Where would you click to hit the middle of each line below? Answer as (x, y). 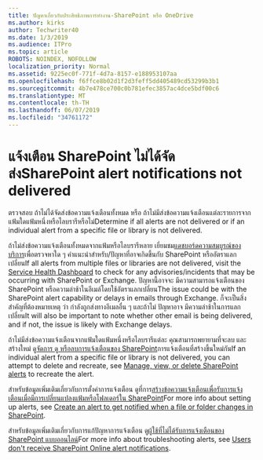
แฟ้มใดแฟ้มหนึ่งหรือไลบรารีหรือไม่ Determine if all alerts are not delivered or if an (126, 221)
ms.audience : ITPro (40, 45)
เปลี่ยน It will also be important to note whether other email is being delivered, (130, 316)
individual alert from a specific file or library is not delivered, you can (119, 357)
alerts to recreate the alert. (51, 374)
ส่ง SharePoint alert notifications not (125, 174)
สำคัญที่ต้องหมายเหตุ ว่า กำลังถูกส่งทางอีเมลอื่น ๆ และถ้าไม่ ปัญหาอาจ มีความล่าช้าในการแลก (124, 306)
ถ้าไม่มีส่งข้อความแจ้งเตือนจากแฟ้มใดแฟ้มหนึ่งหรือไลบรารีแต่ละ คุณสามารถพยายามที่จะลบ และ (128, 339)
